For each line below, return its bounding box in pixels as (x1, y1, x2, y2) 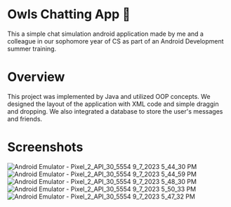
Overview (7, 69, 65, 85)
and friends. (7, 114, 43, 123)
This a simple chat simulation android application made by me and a (7, 29, 204, 38)
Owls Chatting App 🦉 (7, 6, 131, 22)
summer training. (7, 44, 57, 53)
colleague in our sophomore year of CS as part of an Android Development (7, 36, 224, 45)
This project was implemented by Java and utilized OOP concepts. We (7, 92, 211, 100)
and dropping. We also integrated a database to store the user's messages (7, 107, 223, 115)
